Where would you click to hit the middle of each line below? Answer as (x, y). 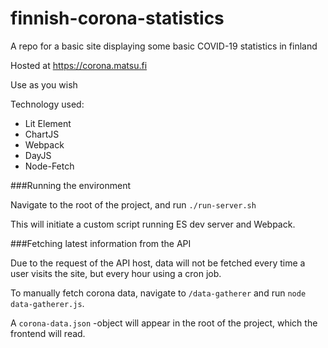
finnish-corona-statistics (117, 18)
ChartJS (42, 134)
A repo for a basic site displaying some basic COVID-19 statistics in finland (164, 46)
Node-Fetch (49, 166)
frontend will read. (48, 333)
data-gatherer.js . (47, 303)
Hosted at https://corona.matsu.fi (79, 65)
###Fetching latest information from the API (101, 243)
